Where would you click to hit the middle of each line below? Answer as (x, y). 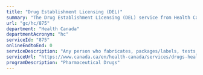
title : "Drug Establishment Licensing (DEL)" (64, 12)
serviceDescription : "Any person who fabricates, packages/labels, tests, (102, 51)
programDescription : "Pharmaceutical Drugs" (63, 62)
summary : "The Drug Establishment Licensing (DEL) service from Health (98, 18)
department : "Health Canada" (43, 29)
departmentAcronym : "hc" (37, 34)
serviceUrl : (21, 57)
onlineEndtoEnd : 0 (29, 46)
